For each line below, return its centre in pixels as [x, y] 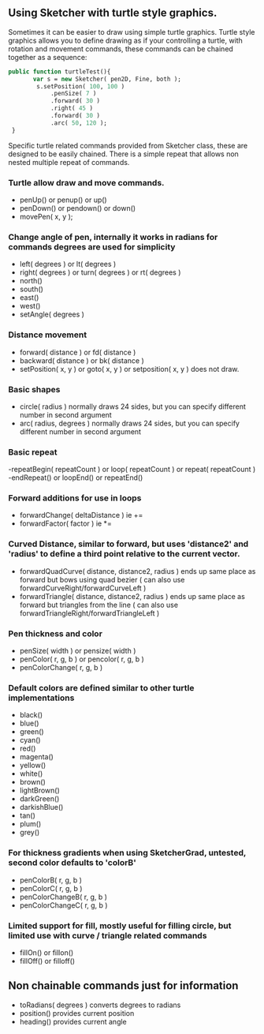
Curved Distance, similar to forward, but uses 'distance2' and [128, 544]
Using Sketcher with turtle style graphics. [113, 13]
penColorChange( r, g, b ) [61, 668]
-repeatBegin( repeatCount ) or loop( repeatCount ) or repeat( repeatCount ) [132, 470]
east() [29, 298]
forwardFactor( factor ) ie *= [65, 523]
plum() [30, 824]
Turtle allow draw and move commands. [86, 182]
